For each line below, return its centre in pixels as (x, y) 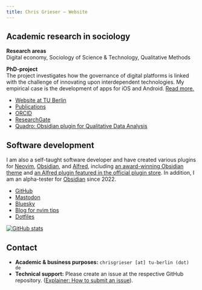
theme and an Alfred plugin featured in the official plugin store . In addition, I (100, 173)
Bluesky (25, 204)
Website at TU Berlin (41, 100)
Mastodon (28, 197)
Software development (50, 145)
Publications (31, 107)
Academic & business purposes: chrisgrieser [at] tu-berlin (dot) (102, 262)
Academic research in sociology (68, 37)
